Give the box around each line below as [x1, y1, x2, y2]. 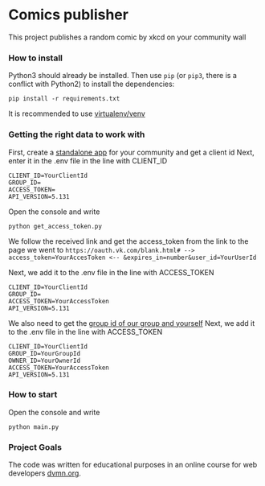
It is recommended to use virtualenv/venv [8, 109, 146, 118]
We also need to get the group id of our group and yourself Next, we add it [8, 318, 255, 327]
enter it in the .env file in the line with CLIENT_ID [8, 155, 168, 166]
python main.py [8, 422, 59, 431]
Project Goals [8, 441, 63, 452]
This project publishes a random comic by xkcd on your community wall [8, 32, 247, 42]
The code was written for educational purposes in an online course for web [8, 460, 258, 470]
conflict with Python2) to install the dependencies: [8, 79, 175, 89]
